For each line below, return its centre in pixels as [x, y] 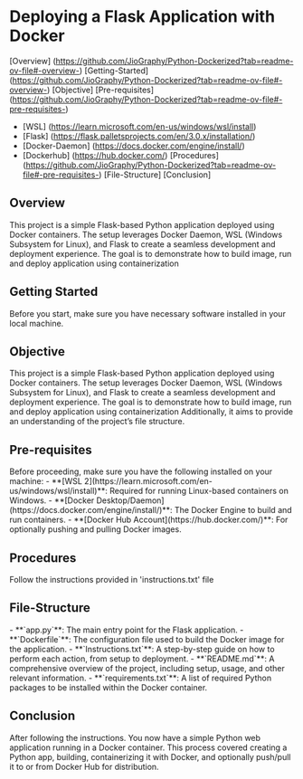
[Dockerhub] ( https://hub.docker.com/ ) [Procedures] [121, 155]
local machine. [37, 323]
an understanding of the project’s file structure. [97, 422]
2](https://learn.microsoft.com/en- [148, 481]
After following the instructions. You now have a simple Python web [135, 737]
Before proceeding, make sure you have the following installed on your [141, 471]
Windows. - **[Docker [52, 500]
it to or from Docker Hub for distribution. [85, 766]
